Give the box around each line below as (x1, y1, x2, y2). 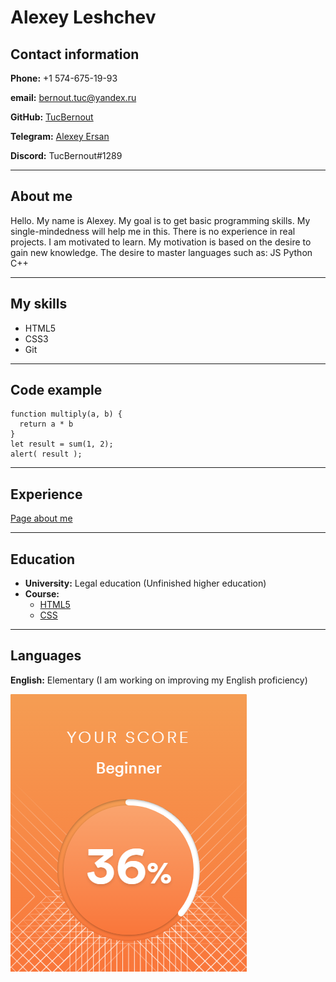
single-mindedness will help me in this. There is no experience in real (10, 225, 296, 237)
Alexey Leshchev (10, 6, 157, 29)
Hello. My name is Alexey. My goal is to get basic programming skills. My (10, 214, 311, 226)
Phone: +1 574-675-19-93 (10, 72, 118, 84)
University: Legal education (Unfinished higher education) (24, 577, 267, 590)
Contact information (10, 46, 140, 63)
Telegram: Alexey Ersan (10, 131, 110, 142)
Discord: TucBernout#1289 (10, 150, 123, 161)
